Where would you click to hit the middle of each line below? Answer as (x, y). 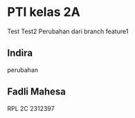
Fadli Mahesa (37, 92)
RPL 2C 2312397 (31, 108)
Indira (20, 53)
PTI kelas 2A (44, 12)
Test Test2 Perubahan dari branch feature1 (68, 31)
